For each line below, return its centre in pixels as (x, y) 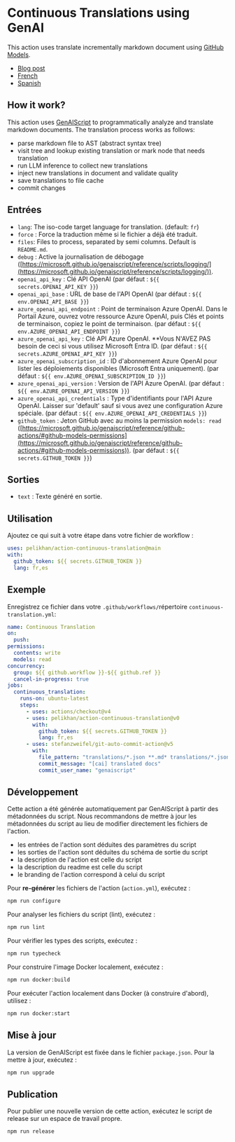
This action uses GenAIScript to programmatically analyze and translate (111, 122)
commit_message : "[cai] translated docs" (99, 763)
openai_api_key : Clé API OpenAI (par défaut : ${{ (88, 279)
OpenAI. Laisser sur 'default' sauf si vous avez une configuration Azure (120, 405)
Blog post (31, 68)
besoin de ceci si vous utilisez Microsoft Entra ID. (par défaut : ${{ (112, 346)
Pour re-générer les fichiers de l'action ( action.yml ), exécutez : (99, 888)
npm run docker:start (39, 1013)
